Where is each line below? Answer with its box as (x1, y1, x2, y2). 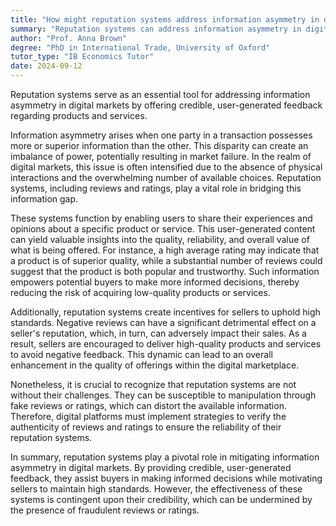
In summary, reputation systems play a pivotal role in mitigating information (10, 451, 320, 463)
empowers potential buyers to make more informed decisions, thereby (10, 276, 300, 288)
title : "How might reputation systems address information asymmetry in (10, 14, 320, 25)
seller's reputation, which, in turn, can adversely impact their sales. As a (10, 327, 307, 339)
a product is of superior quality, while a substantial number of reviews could (10, 255, 323, 266)
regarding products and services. (10, 110, 148, 121)
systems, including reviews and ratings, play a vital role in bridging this (10, 182, 302, 194)
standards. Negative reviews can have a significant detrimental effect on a (10, 317, 317, 328)
